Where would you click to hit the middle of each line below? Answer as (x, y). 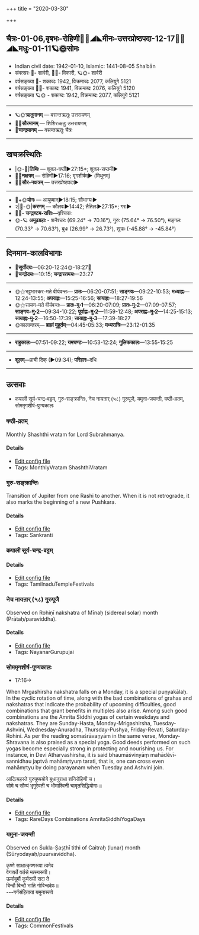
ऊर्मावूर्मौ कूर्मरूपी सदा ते (28, 879)
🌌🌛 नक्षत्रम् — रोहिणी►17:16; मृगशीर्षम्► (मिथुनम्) (62, 175)
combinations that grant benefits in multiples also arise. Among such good (97, 711)
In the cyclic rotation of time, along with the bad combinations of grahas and (99, 698)
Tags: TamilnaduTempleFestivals (54, 584)
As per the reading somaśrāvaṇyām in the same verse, (90, 736)
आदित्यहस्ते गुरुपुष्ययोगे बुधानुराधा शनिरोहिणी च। (51, 779)
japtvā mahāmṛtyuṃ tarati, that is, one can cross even (99, 761)
